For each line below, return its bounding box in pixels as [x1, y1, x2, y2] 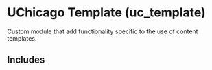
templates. [7, 34, 37, 42]
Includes [7, 54, 45, 66]
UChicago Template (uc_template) [7, 5, 206, 20]
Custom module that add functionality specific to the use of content [7, 27, 198, 35]
